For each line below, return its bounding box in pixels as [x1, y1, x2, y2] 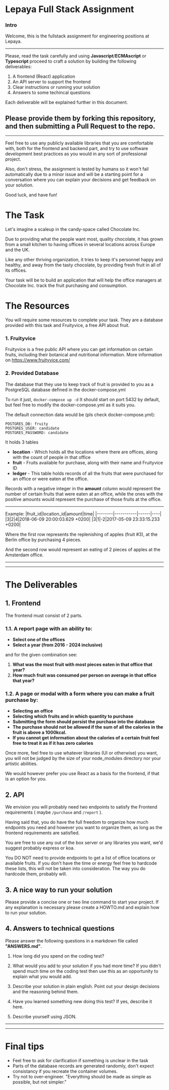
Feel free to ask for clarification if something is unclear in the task [12, 1057, 148, 1063]
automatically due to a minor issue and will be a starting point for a [5, 171, 143, 177]
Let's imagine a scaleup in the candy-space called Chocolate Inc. [5, 226, 141, 232]
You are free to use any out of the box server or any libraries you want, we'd [5, 840, 163, 846]
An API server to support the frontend [12, 79, 91, 85]
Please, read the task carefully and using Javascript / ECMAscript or [5, 53, 147, 59]
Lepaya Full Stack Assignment [5, 4, 134, 15]
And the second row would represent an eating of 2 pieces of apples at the [5, 546, 161, 552]
